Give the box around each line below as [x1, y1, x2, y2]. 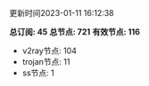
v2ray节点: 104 [21, 45, 78, 56]
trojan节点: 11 [21, 57, 70, 66]
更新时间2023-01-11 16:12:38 [9, 8, 114, 18]
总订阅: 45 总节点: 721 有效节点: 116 [9, 27, 141, 37]
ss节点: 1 [21, 67, 55, 78]
